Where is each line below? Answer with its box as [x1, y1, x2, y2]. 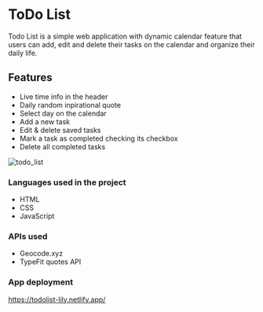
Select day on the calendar [19, 108, 108, 118]
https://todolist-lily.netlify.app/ [8, 295, 106, 304]
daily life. [8, 48, 38, 57]
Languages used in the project [8, 177, 127, 188]
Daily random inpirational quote [19, 100, 122, 109]
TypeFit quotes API [19, 257, 82, 266]
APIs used [8, 230, 48, 241]
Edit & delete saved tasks [19, 125, 101, 134]
